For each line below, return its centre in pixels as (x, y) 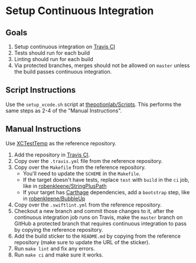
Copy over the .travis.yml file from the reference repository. (88, 161)
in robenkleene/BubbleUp (54, 198)
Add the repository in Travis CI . (52, 155)
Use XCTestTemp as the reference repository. (61, 143)
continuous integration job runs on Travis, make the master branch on (98, 217)
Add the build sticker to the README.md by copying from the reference (97, 236)
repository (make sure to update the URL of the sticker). (82, 242)
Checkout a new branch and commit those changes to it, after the (94, 211)
